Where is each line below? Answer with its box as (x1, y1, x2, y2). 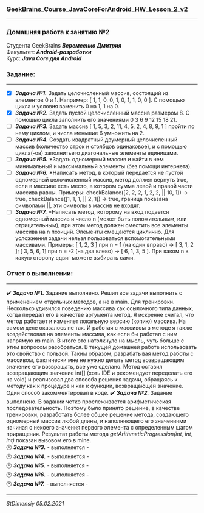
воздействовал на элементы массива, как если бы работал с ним (6, 330, 178, 338)
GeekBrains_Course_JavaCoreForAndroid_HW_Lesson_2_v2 (6, 5, 188, 13)
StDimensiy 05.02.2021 (6, 500, 64, 507)
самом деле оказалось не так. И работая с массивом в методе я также (6, 324, 193, 331)
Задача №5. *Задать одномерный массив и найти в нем (15, 156, 164, 163)
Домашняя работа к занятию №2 (6, 28, 110, 37)
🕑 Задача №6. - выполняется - (6, 471, 89, 478)
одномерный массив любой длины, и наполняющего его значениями (6, 417, 187, 425)
